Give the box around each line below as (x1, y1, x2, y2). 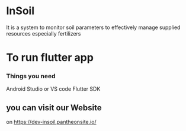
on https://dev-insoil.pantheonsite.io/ (6, 119, 97, 126)
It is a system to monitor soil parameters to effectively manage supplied (6, 24, 181, 31)
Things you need (6, 72, 56, 81)
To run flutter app (6, 51, 94, 65)
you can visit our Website (6, 103, 102, 113)
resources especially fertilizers (6, 30, 81, 37)
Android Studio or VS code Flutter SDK (6, 85, 101, 92)
